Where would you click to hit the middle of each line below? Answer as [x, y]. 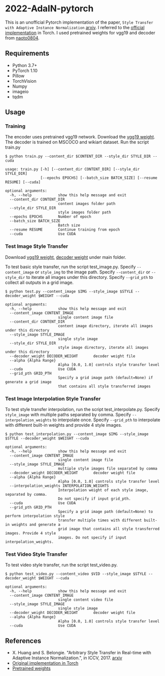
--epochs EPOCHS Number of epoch [50, 217]
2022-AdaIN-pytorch [49, 9]
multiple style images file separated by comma [108, 469]
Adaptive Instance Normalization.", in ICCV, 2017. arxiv [67, 658]
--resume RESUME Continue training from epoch [65, 230]
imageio [20, 91]
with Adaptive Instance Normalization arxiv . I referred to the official [75, 27]
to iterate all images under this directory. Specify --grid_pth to [90, 277]
